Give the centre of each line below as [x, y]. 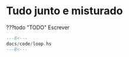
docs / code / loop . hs [29, 44]
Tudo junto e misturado [64, 11]
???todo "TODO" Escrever [38, 27]
